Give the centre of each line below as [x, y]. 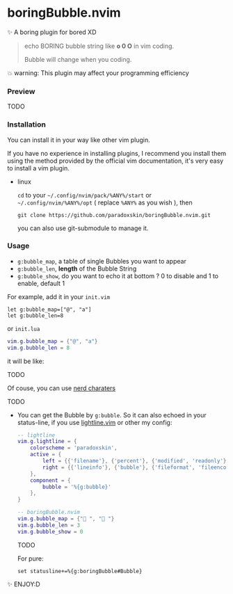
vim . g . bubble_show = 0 [50, 531]
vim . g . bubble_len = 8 [39, 348]
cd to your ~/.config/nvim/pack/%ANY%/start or [84, 195]
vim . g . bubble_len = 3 [49, 525]
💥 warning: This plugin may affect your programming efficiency [98, 73]
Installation [27, 125]
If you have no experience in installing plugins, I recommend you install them [117, 153]
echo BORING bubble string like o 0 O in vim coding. [99, 46]
